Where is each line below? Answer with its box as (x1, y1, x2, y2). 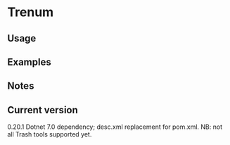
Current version (7, 103, 79, 116)
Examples (7, 56, 51, 68)
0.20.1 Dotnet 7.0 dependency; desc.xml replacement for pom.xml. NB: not (7, 122, 223, 131)
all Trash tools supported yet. (7, 130, 92, 139)
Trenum (7, 4, 54, 20)
